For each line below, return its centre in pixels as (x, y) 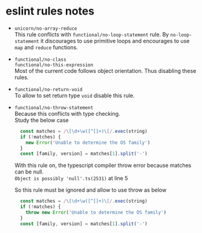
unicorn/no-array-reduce (46, 29)
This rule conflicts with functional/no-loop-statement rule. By (92, 34)
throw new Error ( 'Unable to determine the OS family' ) (96, 213)
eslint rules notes (50, 11)
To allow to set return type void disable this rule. (74, 95)
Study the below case (41, 120)
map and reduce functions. (46, 47)
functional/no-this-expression (54, 65)
